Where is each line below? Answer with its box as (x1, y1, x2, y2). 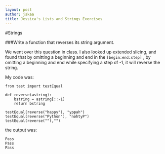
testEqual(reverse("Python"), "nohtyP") (5, 114, 90, 119)
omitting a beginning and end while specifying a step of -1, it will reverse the (5, 60, 161, 66)
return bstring (14, 101, 45, 106)
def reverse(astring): (5, 92, 52, 98)
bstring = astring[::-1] (14, 97, 65, 102)
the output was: (5, 127, 37, 133)
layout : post (5, 7, 32, 12)
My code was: (5, 75, 34, 80)
